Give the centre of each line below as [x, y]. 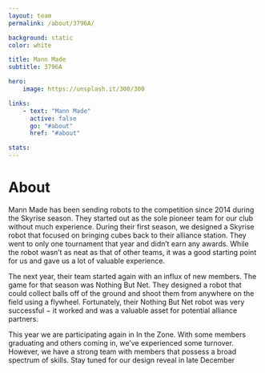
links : [19, 103]
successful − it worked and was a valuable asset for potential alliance [123, 310]
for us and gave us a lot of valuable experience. [87, 261]
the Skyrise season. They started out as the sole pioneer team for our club [131, 218]
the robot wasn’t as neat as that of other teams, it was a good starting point [132, 252]
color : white [30, 45]
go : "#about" [51, 126]
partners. [23, 318]
